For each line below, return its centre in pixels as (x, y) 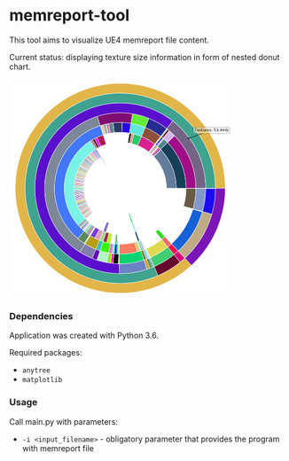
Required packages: (46, 353)
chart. (20, 66)
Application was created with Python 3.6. (84, 336)
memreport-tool (70, 16)
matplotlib (42, 380)
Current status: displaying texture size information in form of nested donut (144, 57)
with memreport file (58, 448)
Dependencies (41, 316)
